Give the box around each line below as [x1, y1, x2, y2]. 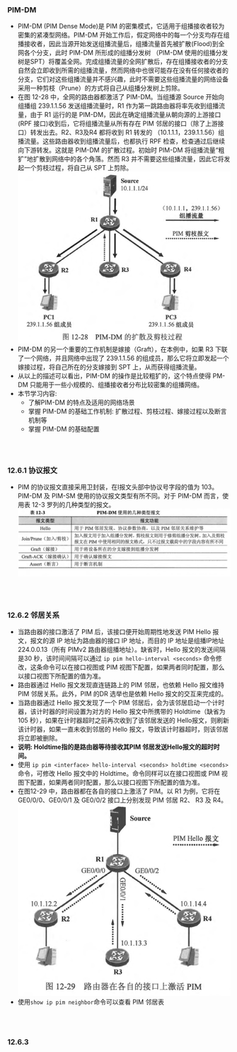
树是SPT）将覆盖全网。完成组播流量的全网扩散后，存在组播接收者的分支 [17, 57, 229, 66]
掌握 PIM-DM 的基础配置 [28, 424, 100, 433]
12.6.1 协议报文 [7, 465, 58, 475]
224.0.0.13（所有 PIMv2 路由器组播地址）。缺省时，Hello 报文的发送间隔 [17, 645, 226, 654]
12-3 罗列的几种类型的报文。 [31, 501, 115, 509]
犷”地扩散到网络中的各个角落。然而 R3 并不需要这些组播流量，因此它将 [17, 154, 224, 164]
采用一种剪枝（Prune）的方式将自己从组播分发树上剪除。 [17, 84, 184, 93]
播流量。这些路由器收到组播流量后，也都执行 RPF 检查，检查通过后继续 [17, 137, 225, 146]
